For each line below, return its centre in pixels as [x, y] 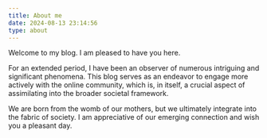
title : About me [35, 15]
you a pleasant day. [40, 126]
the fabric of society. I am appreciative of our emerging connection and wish [134, 117]
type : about [28, 30]
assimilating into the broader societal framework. [88, 94]
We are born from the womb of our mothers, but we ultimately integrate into [133, 109]
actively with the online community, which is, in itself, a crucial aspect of [127, 85]
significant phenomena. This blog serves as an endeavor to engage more [128, 77]
